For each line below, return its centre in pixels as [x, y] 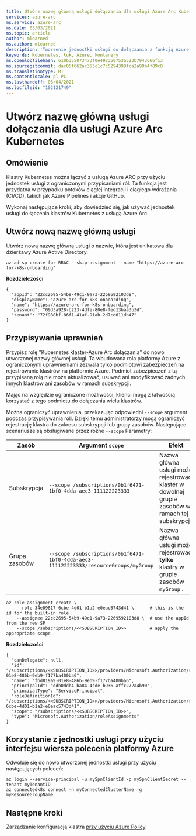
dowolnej [172, 491]
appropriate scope [28, 633]
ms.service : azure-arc [34, 22]
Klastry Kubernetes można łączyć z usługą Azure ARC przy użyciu [85, 177]
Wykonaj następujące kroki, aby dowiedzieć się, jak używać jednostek [90, 207]
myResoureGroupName [30, 795]
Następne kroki [34, 813]
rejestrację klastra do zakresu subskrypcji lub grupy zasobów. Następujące [96, 424]
